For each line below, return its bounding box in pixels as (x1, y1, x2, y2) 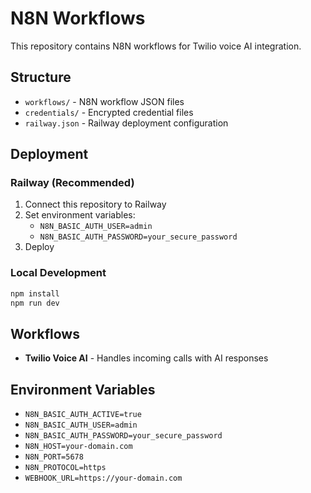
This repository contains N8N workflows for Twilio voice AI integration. (10, 40, 302, 52)
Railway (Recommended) (10, 176, 135, 190)
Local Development (10, 266, 107, 280)
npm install (10, 288, 60, 299)
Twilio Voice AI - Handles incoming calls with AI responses (24, 352, 269, 364)
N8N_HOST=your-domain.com (24, 442, 133, 452)
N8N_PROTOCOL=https (24, 463, 107, 473)
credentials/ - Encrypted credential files (24, 106, 194, 118)
